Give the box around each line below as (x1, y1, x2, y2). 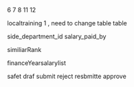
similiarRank (7, 46, 42, 53)
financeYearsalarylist (7, 59, 67, 67)
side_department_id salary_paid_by (7, 32, 107, 40)
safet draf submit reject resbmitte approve (7, 72, 127, 80)
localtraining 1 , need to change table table (7, 19, 127, 27)
